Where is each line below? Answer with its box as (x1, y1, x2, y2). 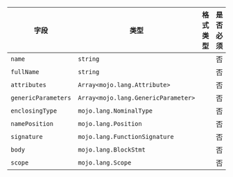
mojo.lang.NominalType (78, 107, 153, 115)
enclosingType (10, 107, 58, 115)
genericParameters (10, 94, 71, 102)
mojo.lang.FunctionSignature (78, 133, 175, 140)
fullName (10, 68, 40, 75)
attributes (10, 81, 46, 88)
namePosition (10, 120, 54, 127)
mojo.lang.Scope (78, 159, 132, 167)
